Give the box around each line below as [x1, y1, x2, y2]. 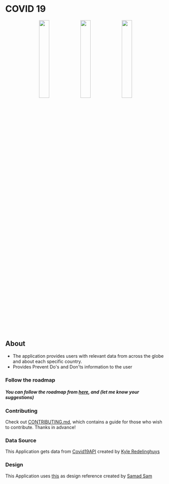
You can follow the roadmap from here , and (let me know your [5, 389, 139, 395]
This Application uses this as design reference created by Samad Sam [5, 473, 153, 479]
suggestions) [5, 394, 34, 401]
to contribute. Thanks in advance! [5, 424, 76, 431]
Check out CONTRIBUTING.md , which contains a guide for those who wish [5, 419, 162, 425]
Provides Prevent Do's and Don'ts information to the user [12, 363, 132, 369]
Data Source [5, 437, 37, 444]
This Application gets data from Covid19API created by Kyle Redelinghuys [5, 448, 160, 454]
